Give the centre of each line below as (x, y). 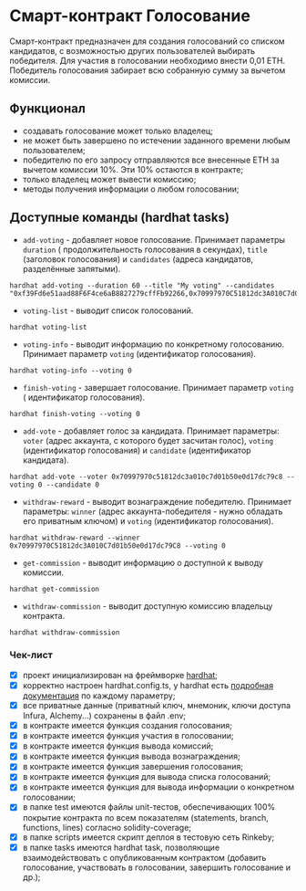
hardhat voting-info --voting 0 (71, 371)
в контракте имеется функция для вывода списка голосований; (147, 777)
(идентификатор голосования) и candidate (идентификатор (137, 450)
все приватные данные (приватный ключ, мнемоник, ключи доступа (157, 705)
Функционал (48, 109)
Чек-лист (31, 655)
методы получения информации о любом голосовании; (131, 189)
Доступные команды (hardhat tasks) (120, 218)
